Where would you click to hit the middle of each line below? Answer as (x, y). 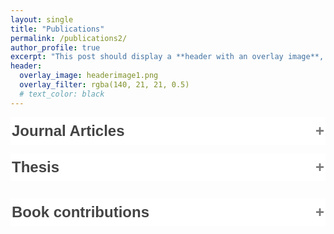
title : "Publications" (57, 29)
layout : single (42, 19)
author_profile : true (55, 47)
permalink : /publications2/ (69, 38)
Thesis (35, 166)
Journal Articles (68, 130)
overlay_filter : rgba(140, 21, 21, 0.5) (104, 85)
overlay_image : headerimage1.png (89, 76)
